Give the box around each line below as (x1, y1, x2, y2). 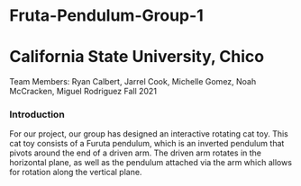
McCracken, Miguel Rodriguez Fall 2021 (9, 86, 158, 97)
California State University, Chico (9, 47, 264, 67)
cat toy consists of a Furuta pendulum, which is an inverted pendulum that (9, 138, 285, 149)
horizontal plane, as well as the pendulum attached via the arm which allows (9, 157, 293, 168)
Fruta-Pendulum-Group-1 (9, 5, 205, 26)
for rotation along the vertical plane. (9, 167, 142, 178)
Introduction (9, 109, 65, 121)
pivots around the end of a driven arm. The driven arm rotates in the (9, 147, 262, 158)
